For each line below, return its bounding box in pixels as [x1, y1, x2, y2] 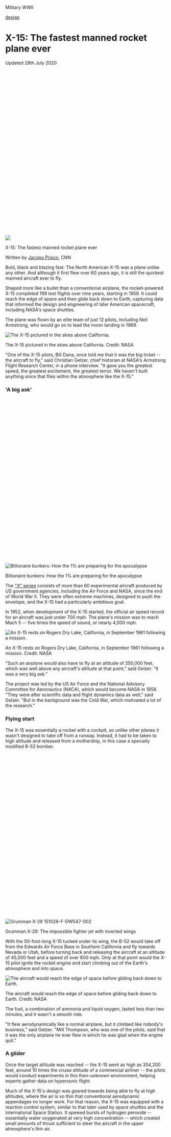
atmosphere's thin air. [5, 1125, 51, 1132]
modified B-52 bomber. [5, 743, 55, 749]
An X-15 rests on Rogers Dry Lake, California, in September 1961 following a [5, 645, 164, 651]
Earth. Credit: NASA [5, 996, 47, 1002]
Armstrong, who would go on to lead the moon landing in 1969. [5, 322, 138, 328]
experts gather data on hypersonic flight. [5, 1078, 91, 1084]
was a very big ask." [5, 671, 48, 677]
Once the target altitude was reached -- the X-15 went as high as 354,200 [5, 1061, 161, 1068]
